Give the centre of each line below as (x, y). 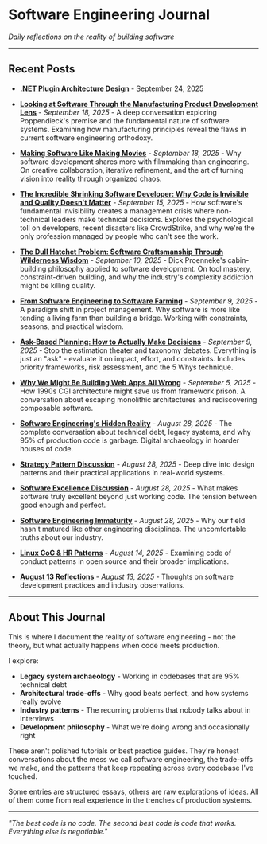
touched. (23, 776)
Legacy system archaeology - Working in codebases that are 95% (130, 676)
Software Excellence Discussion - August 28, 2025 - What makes (129, 488)
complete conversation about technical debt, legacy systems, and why (135, 432)
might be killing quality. (58, 285)
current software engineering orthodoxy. (86, 138)
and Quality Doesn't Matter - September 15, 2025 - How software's (131, 202)
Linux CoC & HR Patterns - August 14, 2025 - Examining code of (126, 553)
